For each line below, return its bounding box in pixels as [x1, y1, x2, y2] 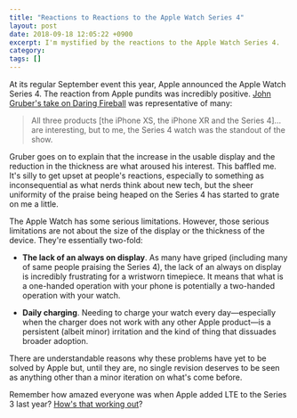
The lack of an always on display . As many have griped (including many [21, 252, 288, 263]
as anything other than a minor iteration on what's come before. [9, 372, 243, 382]
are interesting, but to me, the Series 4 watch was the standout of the [30, 125, 286, 135]
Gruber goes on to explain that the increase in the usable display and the [9, 152, 276, 161]
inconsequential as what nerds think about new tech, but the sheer [9, 180, 253, 190]
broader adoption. [21, 336, 89, 346]
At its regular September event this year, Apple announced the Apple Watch [9, 79, 286, 89]
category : [9, 46, 46, 55]
